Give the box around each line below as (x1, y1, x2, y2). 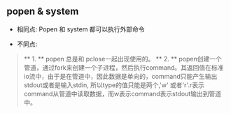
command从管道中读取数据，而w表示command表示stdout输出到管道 (23, 89, 222, 98)
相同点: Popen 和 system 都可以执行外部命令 (16, 24, 145, 33)
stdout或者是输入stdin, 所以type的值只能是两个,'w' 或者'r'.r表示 (23, 80, 204, 89)
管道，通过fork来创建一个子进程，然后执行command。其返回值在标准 (23, 63, 224, 72)
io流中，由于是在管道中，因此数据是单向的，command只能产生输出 (23, 72, 218, 80)
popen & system (6, 6, 79, 17)
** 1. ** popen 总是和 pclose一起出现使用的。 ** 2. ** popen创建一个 (23, 54, 222, 63)
